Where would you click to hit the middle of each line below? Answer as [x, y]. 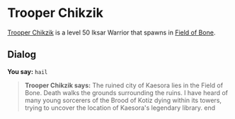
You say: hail [28, 71]
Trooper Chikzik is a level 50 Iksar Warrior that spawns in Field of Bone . [111, 32]
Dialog [22, 55]
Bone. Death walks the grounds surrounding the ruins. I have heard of [126, 92]
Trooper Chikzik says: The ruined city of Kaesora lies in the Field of [124, 85]
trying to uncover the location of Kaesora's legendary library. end [120, 108]
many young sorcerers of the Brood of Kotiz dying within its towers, [123, 100]
